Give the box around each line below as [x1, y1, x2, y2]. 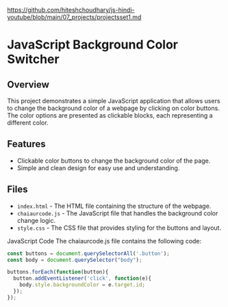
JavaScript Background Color [7, 37, 179, 53]
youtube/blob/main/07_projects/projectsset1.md [7, 13, 142, 21]
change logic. [16, 216, 56, 224]
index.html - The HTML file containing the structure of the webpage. [16, 202, 212, 210]
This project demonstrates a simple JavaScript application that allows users [7, 97, 220, 105]
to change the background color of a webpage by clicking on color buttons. [7, 104, 220, 112]
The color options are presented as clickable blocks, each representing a [7, 111, 214, 119]
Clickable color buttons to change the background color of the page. [16, 157, 211, 165]
